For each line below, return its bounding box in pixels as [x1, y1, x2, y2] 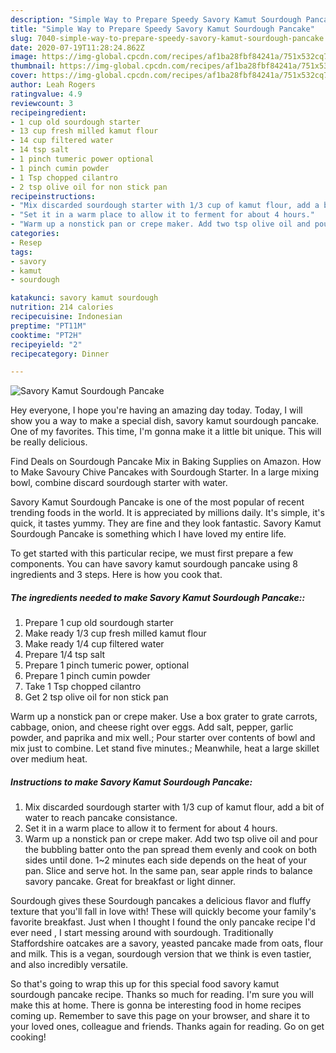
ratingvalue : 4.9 [10, 89, 83, 99]
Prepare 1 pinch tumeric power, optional [24, 659, 190, 671]
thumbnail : [10, 61, 56, 71]
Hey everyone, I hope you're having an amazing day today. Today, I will [10, 404, 303, 416]
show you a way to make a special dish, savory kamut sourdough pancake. [10, 415, 320, 427]
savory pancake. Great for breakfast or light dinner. [24, 876, 237, 888]
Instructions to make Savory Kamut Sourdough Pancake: [10, 776, 253, 788]
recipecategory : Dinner [10, 349, 110, 359]
